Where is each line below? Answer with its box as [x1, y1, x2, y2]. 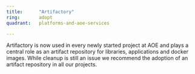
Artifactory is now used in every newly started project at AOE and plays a [6, 42, 189, 49]
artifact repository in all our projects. [6, 61, 97, 68]
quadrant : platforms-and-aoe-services [6, 20, 110, 26]
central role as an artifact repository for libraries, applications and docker [6, 48, 189, 55]
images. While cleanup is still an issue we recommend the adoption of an [6, 55, 188, 62]
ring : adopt [6, 14, 53, 20]
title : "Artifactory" [6, 8, 74, 15]
